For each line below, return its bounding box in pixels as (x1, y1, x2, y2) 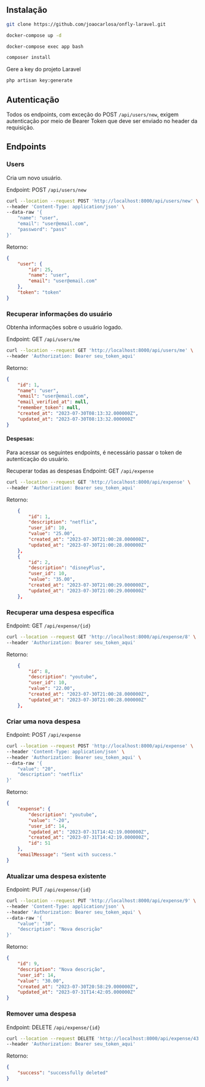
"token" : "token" (17, 289, 62, 296)
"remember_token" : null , (17, 405, 81, 411)
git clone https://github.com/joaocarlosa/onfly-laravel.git (6, 21, 166, 27)
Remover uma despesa (6, 1010, 77, 1018)
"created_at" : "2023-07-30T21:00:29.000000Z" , (28, 582, 150, 589)
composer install (6, 55, 51, 61)
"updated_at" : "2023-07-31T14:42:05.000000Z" (17, 989, 136, 995)
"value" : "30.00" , (17, 978, 64, 984)
